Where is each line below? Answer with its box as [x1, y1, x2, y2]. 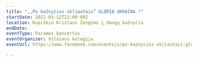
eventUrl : [6, 42, 31, 48]
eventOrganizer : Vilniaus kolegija [6, 36, 94, 42]
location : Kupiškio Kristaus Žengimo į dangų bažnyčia [6, 19, 144, 25]
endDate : [6, 25, 28, 31]
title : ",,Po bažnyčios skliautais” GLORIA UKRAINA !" [6, 8, 144, 15]
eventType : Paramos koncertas [6, 31, 81, 37]
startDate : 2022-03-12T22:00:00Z [6, 14, 88, 20]
